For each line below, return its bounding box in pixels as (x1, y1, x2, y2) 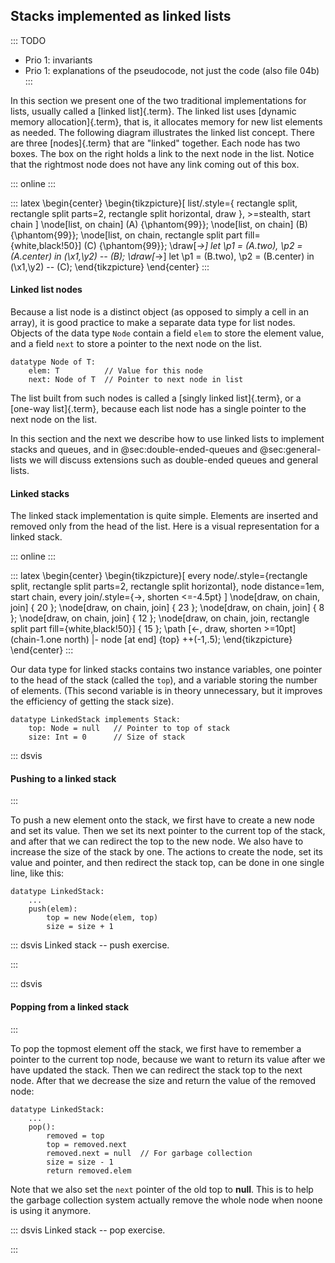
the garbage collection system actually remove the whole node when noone (10, 1194, 323, 1206)
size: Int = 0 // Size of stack (28, 732, 186, 743)
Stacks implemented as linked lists (10, 8, 232, 25)
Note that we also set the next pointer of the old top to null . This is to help (10, 1183, 314, 1195)
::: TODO (10, 34, 47, 46)
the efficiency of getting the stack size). (10, 695, 175, 708)
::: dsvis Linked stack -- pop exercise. (10, 1224, 166, 1236)
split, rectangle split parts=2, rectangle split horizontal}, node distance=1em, (10, 580, 325, 593)
